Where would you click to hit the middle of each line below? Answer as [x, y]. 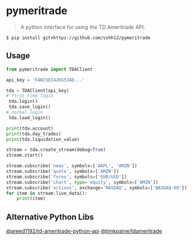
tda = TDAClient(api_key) [37, 90]
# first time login [30, 96]
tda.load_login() [30, 118]
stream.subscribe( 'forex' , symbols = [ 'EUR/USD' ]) [66, 177]
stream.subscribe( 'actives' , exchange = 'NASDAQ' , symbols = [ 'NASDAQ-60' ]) [97, 188]
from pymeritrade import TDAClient [49, 69]
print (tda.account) [30, 128]
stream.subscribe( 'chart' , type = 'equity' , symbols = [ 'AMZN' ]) [82, 182]
